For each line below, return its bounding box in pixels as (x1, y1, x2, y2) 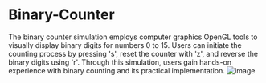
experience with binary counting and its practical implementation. (8, 65, 225, 75)
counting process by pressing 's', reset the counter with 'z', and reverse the (8, 49, 259, 58)
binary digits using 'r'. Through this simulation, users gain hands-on (8, 57, 231, 67)
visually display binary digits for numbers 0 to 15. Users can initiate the (8, 40, 243, 49)
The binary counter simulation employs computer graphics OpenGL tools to (8, 32, 258, 41)
